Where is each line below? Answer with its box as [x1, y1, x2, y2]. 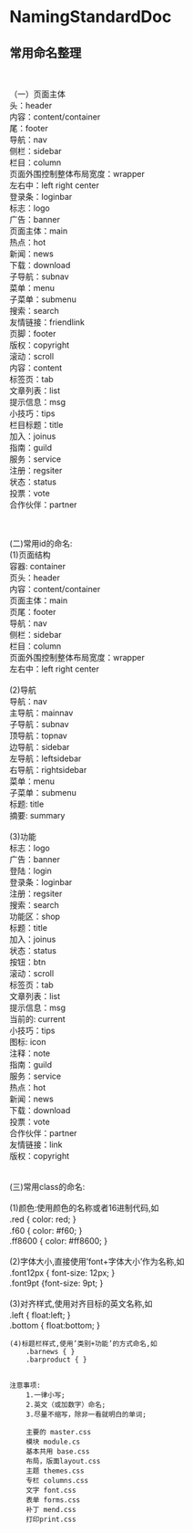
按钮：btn [9, 956, 46, 967]
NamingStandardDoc [9, 6, 172, 27]
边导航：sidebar [9, 742, 70, 752]
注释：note [9, 1048, 51, 1058]
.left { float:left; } [9, 1309, 71, 1320]
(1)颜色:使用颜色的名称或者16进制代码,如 [9, 1203, 159, 1213]
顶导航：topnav [9, 730, 68, 741]
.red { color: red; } [9, 1214, 76, 1225]
